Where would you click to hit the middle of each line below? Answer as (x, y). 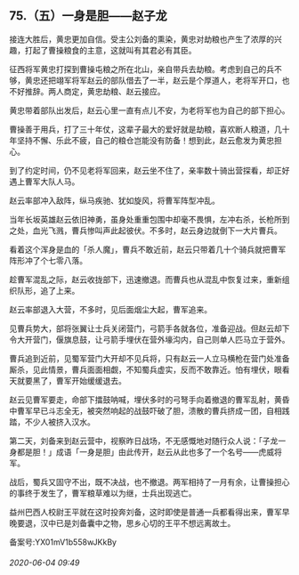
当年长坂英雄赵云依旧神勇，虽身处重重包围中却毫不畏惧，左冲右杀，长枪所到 (149, 219)
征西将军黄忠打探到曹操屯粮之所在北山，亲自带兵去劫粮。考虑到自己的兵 (141, 69)
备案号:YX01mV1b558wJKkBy (63, 542)
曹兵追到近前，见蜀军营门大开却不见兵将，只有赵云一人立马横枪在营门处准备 (149, 358)
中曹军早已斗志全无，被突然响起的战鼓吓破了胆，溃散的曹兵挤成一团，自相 (145, 410)
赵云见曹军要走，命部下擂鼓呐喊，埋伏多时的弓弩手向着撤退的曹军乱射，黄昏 (149, 400)
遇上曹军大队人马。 (44, 182)
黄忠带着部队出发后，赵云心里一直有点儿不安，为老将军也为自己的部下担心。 (149, 110)
